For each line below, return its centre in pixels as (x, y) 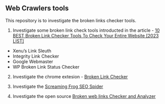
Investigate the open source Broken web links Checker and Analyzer (84, 96)
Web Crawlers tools (37, 8)
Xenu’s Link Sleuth (32, 50)
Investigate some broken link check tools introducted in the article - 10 (86, 30)
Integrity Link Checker (36, 56)
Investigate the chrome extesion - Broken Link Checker (70, 76)
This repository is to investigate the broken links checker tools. (71, 20)
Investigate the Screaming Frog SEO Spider (58, 86)
